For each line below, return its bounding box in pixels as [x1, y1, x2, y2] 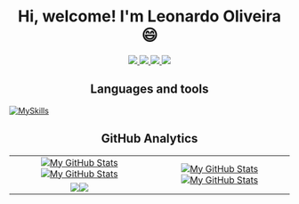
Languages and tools [90, 82, 209, 97]
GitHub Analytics [101, 131, 198, 146]
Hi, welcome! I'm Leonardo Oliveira [17, 6, 282, 27]
